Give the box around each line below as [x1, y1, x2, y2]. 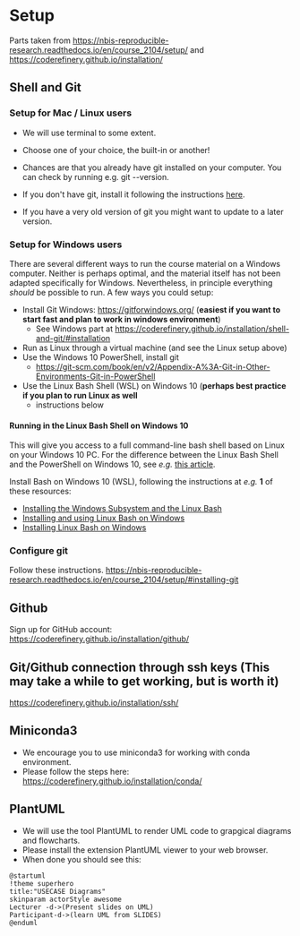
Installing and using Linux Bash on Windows [21, 512, 185, 524]
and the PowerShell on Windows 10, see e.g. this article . [9, 459, 216, 470]
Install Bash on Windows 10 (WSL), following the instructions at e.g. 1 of [9, 477, 273, 487]
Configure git [9, 545, 69, 557]
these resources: [9, 485, 72, 497]
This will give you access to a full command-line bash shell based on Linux [9, 440, 285, 451]
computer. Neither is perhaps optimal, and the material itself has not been [9, 268, 281, 279]
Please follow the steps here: [21, 766, 130, 777]
